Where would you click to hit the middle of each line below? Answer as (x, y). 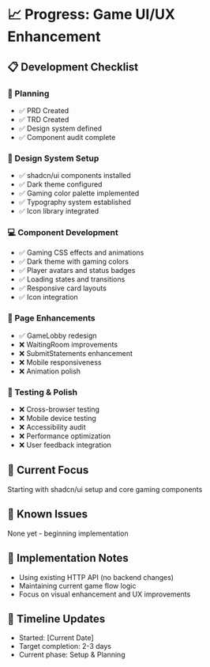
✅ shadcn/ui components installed (75, 176)
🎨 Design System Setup (53, 158)
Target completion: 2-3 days (65, 646)
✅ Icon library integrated (59, 211)
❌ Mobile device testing (57, 419)
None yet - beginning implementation (68, 533)
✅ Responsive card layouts (63, 288)
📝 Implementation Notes (68, 558)
